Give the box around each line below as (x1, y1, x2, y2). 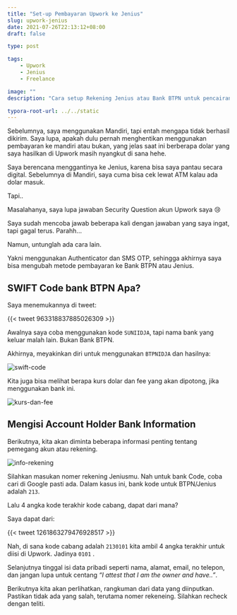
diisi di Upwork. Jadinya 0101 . (7, 549, 95, 558)
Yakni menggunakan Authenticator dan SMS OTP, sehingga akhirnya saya (7, 254, 222, 262)
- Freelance (20, 75, 55, 82)
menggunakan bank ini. (7, 385, 75, 393)
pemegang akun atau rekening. (7, 445, 98, 453)
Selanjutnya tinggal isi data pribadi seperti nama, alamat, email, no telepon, (7, 563, 225, 571)
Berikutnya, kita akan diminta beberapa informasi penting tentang (7, 437, 197, 445)
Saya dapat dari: (7, 514, 55, 523)
